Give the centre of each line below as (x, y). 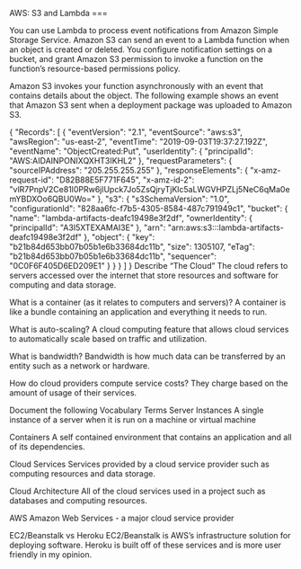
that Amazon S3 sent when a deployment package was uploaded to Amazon (150, 105)
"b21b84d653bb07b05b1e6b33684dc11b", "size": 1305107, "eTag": (132, 247)
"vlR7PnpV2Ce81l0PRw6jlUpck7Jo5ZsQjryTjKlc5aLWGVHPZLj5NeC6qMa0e (150, 189)
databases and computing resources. (79, 501)
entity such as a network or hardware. (80, 366)
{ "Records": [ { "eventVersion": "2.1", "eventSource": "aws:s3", (126, 132)
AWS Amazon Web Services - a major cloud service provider (122, 518)
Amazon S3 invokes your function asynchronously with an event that (136, 86)
